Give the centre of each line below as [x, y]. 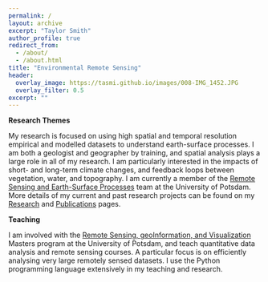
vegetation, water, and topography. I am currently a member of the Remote [132, 179]
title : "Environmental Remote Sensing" [75, 68]
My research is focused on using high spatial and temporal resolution [123, 136]
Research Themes [39, 120]
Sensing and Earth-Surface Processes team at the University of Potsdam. [130, 187]
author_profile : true [45, 38]
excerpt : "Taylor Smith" [50, 30]
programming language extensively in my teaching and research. [116, 269]
